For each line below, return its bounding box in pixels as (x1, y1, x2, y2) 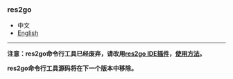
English (17, 29, 39, 37)
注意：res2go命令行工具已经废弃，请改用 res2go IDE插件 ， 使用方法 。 (7, 49, 206, 58)
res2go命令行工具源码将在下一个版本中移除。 (7, 64, 137, 73)
